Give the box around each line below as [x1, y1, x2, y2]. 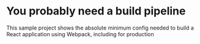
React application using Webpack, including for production [6, 30, 154, 37]
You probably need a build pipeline [6, 4, 186, 18]
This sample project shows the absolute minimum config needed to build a [6, 24, 194, 31]
